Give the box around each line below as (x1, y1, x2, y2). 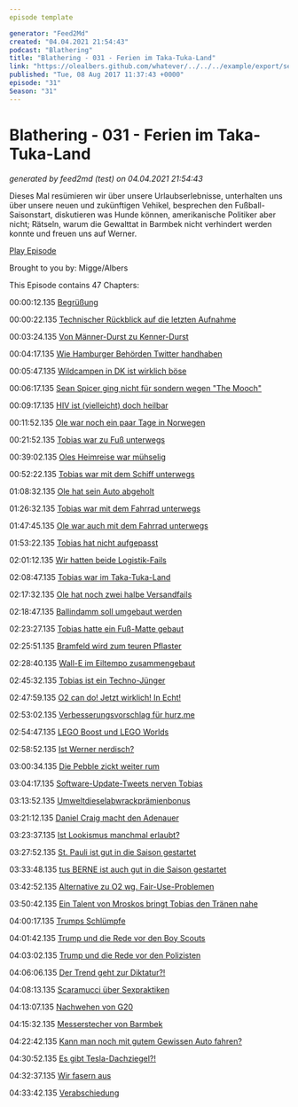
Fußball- (234, 200, 266, 210)
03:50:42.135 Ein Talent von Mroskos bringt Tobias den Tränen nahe (9, 898, 259, 909)
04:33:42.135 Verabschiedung (9, 1087, 120, 1098)
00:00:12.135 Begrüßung (9, 296, 99, 307)
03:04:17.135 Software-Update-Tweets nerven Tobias (9, 778, 203, 789)
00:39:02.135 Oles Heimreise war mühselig (9, 451, 166, 462)
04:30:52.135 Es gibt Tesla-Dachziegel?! (9, 1053, 157, 1064)
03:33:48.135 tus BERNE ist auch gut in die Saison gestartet (9, 864, 227, 875)
